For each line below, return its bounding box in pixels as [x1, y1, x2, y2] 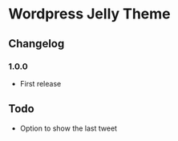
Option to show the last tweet [19, 123, 118, 133]
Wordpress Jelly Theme [8, 5, 171, 23]
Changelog [8, 37, 65, 50]
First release [19, 79, 62, 88]
